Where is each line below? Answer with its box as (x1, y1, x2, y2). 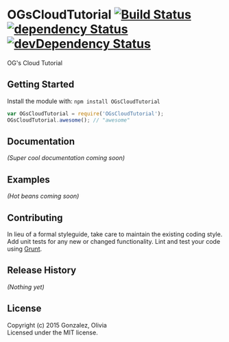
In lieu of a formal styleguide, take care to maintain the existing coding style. (7, 230, 223, 238)
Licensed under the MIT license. (7, 328, 98, 337)
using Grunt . (7, 244, 43, 253)
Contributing (7, 212, 63, 223)
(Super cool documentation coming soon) (7, 154, 125, 162)
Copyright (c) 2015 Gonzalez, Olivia (7, 321, 108, 329)
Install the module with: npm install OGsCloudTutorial (7, 97, 160, 105)
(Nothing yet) (7, 282, 45, 291)
